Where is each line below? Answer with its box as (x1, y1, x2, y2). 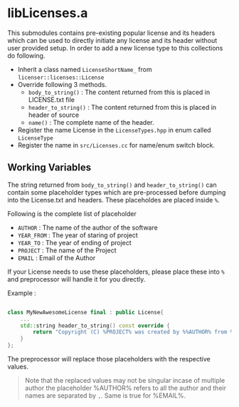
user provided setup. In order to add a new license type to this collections (7, 43, 223, 52)
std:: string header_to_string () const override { (20, 322, 171, 329)
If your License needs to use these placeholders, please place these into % (7, 267, 225, 276)
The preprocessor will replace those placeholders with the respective (7, 355, 211, 363)
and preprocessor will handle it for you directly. (7, 274, 146, 283)
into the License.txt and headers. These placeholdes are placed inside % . (7, 195, 221, 204)
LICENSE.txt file (28, 95, 75, 104)
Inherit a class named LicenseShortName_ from (17, 65, 152, 73)
